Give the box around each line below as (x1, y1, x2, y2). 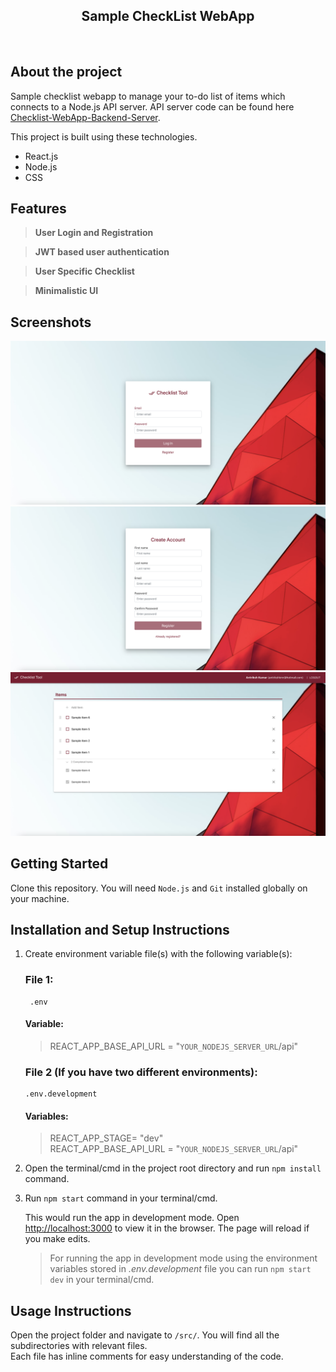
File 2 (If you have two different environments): (24, 1065, 258, 1079)
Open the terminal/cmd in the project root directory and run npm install (24, 1162, 322, 1174)
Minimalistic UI (34, 285, 99, 297)
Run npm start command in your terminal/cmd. (24, 1192, 218, 1204)
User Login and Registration (34, 227, 154, 239)
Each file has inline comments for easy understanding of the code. (10, 1350, 284, 1363)
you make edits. (24, 1233, 91, 1245)
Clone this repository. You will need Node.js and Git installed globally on (10, 882, 308, 894)
